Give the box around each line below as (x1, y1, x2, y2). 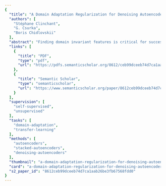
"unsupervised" (13, 109, 45, 114)
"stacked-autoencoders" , (13, 146, 65, 151)
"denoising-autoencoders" (13, 150, 67, 155)
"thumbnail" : (9, 159, 36, 164)
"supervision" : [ (9, 100, 45, 105)
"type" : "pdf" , (17, 58, 50, 63)
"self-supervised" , (13, 104, 54, 109)
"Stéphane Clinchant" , (13, 21, 60, 26)
